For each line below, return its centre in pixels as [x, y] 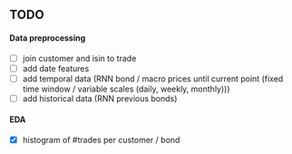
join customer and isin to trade [79, 58]
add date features [56, 68]
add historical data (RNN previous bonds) [100, 98]
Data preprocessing [48, 38]
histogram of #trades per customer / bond [101, 140]
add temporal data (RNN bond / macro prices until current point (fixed [153, 78]
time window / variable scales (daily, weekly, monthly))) [126, 89]
